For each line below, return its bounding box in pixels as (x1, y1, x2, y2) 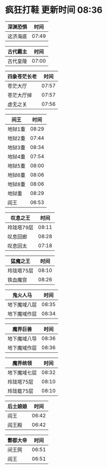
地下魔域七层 (7, 369, 37, 376)
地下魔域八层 (7, 301, 37, 308)
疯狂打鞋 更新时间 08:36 (5, 4, 103, 16)
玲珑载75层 (7, 388, 34, 395)
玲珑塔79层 (7, 224, 34, 231)
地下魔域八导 (7, 335, 37, 342)
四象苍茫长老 (7, 73, 37, 80)
